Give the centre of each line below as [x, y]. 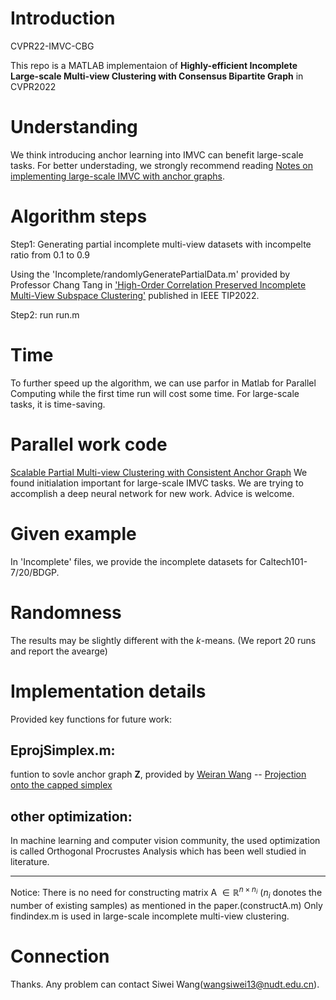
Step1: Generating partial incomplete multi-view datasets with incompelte [161, 244]
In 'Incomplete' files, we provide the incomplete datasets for [134, 561]
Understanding [74, 127]
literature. [30, 862]
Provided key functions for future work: [91, 719]
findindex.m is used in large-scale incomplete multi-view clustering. [150, 916]
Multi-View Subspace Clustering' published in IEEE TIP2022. [135, 295]
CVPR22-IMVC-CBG [52, 46]
